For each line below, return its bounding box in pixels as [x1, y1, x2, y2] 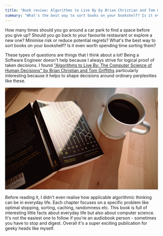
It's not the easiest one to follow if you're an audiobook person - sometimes [5, 215, 157, 221]
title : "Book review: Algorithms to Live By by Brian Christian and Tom [5, 8, 155, 13]
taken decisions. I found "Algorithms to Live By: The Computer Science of [5, 62, 152, 68]
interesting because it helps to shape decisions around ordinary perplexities [5, 73, 157, 78]
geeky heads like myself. [5, 225, 55, 231]
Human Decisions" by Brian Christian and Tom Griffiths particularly [5, 67, 139, 73]
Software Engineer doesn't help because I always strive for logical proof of [5, 57, 155, 63]
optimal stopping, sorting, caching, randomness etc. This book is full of [5, 205, 147, 211]
